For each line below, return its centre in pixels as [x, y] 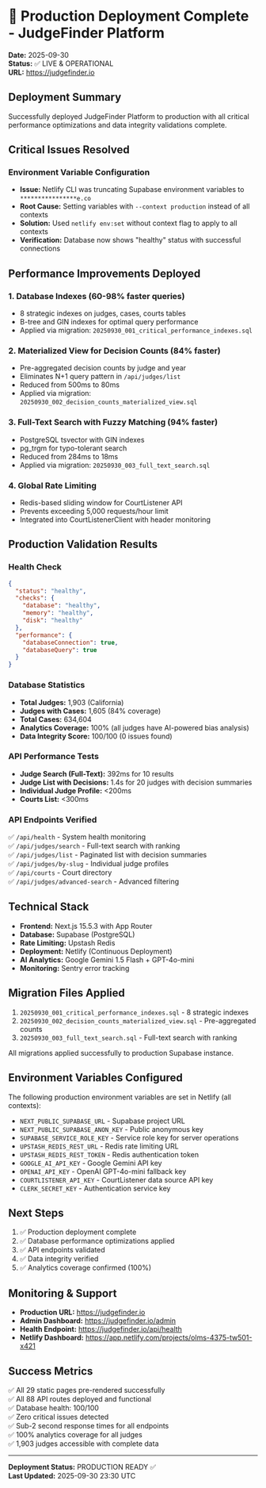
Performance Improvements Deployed [104, 273]
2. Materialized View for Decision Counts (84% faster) [114, 351]
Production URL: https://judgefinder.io [82, 1313]
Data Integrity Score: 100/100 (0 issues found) [96, 736]
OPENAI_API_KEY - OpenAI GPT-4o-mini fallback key [103, 1171]
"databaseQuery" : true [60, 650]
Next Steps [36, 1213]
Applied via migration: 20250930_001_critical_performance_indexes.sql [136, 330]
